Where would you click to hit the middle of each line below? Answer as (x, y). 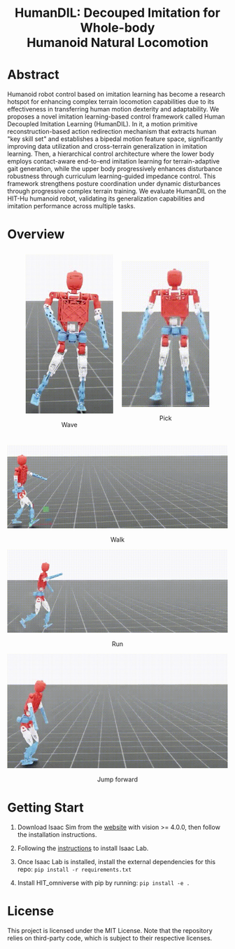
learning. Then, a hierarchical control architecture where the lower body (111, 154)
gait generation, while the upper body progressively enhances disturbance (115, 169)
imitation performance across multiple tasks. (71, 206)
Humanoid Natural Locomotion (117, 43)
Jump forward (117, 779)
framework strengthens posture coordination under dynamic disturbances (114, 184)
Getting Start (45, 807)
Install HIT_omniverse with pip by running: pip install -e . (104, 882)
